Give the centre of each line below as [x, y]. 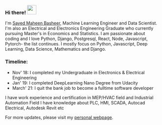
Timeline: [17, 62]
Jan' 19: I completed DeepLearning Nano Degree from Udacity [75, 83]
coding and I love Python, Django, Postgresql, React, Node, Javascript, [76, 39]
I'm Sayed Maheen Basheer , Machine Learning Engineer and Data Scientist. [81, 23]
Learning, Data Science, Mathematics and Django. [56, 49]
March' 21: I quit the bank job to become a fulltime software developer [83, 88]
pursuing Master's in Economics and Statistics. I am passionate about [75, 34]
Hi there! [16, 12]
